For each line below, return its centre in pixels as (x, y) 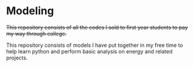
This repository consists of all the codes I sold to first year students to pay (97, 27)
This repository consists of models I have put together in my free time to (95, 45)
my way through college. (37, 33)
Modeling (30, 11)
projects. (17, 58)
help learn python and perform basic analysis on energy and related (89, 51)
